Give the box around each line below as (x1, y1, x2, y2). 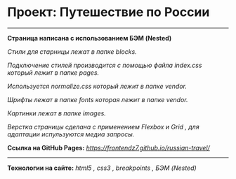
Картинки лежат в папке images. (7, 109, 107, 117)
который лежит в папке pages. (7, 68, 100, 77)
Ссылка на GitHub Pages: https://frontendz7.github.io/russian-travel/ (7, 143, 211, 152)
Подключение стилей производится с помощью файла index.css (7, 61, 202, 69)
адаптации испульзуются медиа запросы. (7, 130, 135, 138)
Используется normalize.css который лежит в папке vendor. (7, 82, 188, 90)
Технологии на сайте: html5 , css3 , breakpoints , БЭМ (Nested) (7, 164, 197, 172)
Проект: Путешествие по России (7, 4, 210, 20)
